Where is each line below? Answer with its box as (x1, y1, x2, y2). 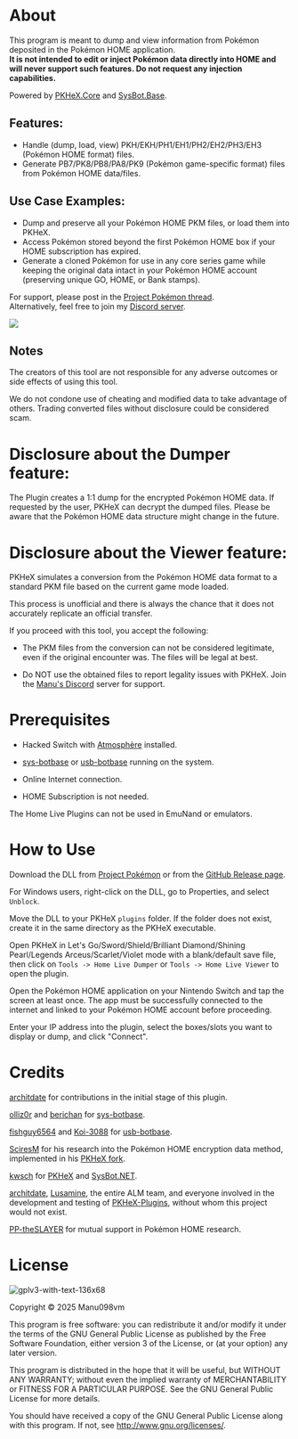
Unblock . (9, 896, 40, 907)
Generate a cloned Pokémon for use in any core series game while (21, 255, 267, 266)
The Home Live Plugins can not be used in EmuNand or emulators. (9, 808, 254, 820)
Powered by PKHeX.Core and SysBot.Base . (9, 90, 167, 101)
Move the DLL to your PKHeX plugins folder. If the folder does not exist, (9, 913, 273, 924)
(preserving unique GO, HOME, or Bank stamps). (21, 274, 201, 285)
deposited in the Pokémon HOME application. (9, 44, 176, 54)
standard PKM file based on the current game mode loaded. (9, 581, 230, 593)
